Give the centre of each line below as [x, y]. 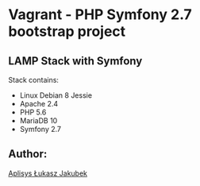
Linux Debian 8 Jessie [56, 95]
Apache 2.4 [39, 104]
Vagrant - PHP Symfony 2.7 [100, 15]
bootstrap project [67, 31]
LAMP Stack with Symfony [75, 61]
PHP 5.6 [33, 112]
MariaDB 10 [38, 120]
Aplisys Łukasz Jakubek [48, 173]
